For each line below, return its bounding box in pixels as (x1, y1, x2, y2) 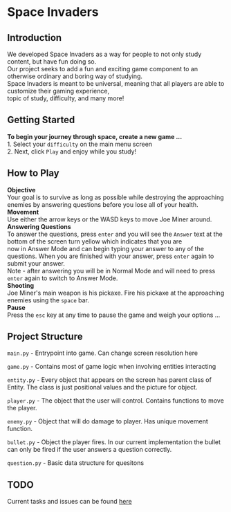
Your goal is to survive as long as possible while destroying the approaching (7, 193, 224, 201)
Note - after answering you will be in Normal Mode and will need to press (7, 266, 216, 275)
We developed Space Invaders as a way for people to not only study (7, 50, 202, 58)
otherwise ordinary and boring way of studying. (7, 72, 143, 80)
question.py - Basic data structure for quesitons (7, 459, 144, 467)
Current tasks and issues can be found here (7, 497, 133, 506)
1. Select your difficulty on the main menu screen (7, 140, 153, 148)
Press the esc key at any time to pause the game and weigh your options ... (7, 311, 221, 319)
